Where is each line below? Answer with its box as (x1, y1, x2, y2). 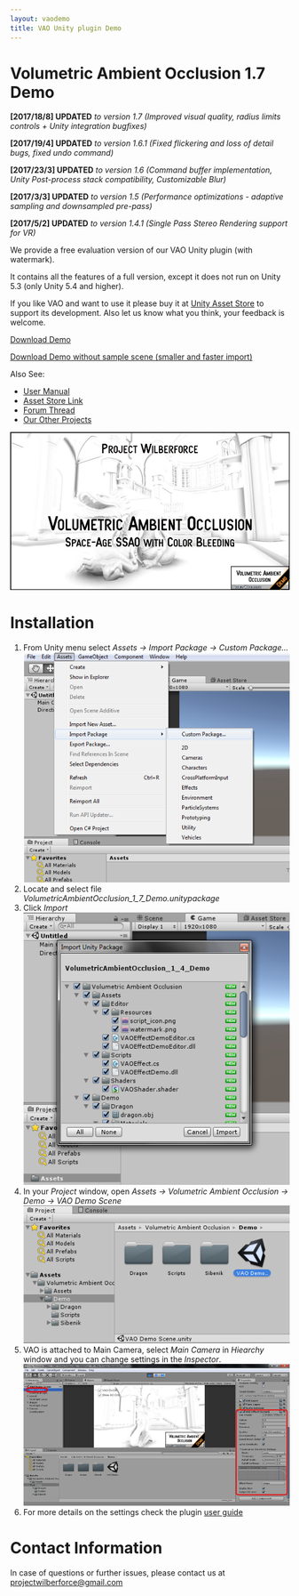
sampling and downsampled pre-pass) (10, 201, 153, 212)
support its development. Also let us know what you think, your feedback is (10, 308, 285, 318)
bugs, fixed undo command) (10, 148, 114, 158)
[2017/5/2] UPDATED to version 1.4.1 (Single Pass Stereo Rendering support (10, 218, 288, 229)
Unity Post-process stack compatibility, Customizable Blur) (10, 174, 227, 185)
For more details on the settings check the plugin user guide (22, 1507, 243, 1518)
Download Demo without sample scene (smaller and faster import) (10, 351, 253, 362)
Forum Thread (22, 405, 75, 415)
